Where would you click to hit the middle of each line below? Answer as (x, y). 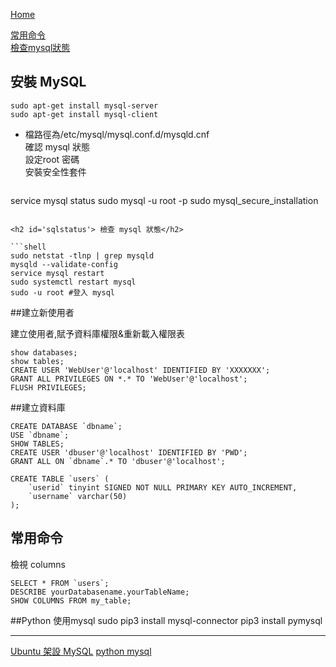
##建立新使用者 (42, 312)
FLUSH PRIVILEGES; (48, 387)
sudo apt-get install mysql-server (84, 105)
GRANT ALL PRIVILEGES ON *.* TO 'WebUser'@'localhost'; (129, 379)
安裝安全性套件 (55, 171)
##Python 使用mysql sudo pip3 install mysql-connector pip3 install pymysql (166, 620)
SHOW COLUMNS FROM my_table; (71, 600)
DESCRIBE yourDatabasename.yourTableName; (100, 592)
